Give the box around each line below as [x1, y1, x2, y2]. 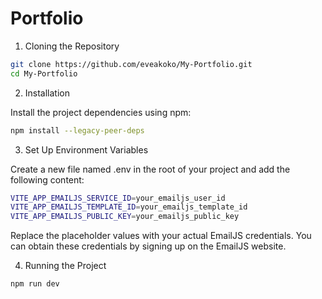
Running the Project [24, 260, 107, 272]
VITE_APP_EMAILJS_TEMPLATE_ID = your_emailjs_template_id [10, 202, 248, 212]
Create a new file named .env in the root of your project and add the [10, 163, 291, 175]
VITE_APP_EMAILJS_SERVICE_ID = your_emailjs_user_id [10, 193, 226, 203]
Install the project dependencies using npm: [10, 106, 192, 118]
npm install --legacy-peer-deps [10, 125, 145, 136]
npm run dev [10, 279, 60, 289]
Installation [24, 87, 71, 99]
